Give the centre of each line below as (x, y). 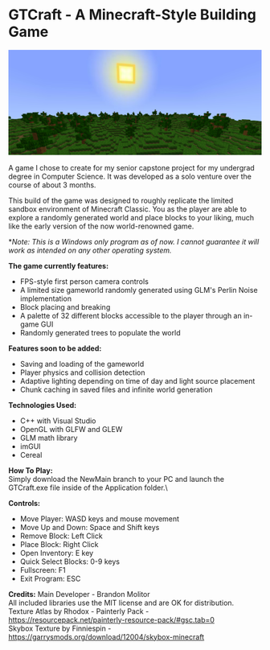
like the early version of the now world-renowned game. (101, 226)
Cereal (31, 455)
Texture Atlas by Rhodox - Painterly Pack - (79, 611)
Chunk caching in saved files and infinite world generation (116, 389)
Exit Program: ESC (50, 578)
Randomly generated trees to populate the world (100, 332)
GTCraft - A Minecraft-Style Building (133, 15)
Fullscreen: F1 (43, 570)
